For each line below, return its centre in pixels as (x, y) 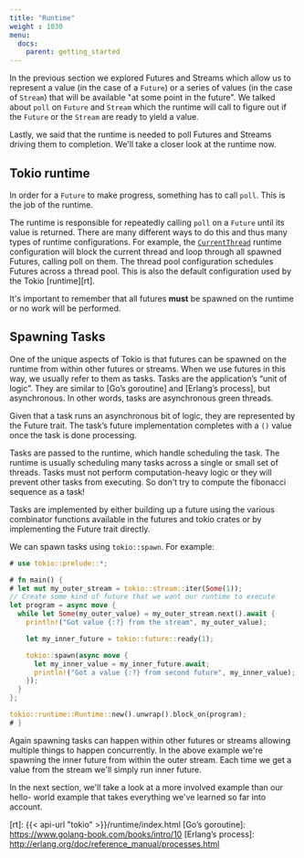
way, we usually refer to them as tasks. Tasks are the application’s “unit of (148, 378)
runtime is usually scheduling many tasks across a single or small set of (144, 462)
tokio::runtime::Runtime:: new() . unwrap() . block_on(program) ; (128, 714)
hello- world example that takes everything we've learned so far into (138, 797)
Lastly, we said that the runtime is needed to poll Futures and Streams (141, 134)
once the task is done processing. (73, 434)
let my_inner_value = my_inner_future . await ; (121, 664)
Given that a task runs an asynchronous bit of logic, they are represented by (152, 415)
